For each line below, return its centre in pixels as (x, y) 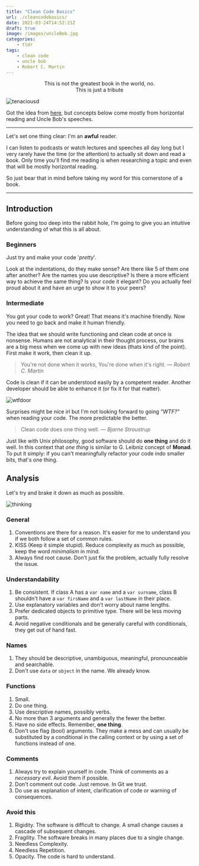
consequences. (33, 797)
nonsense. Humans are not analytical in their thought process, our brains (95, 340)
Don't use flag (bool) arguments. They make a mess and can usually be (102, 731)
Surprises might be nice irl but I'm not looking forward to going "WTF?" (93, 411)
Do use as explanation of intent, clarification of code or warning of (96, 791)
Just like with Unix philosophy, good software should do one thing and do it (98, 441)
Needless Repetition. (40, 850)
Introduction (30, 208)
